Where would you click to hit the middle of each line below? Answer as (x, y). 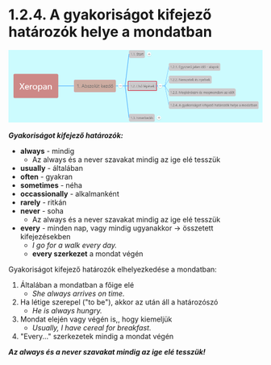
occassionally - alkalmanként (69, 194)
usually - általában (51, 168)
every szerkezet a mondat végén (88, 254)
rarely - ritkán (43, 202)
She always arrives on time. (78, 293)
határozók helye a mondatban (110, 32)
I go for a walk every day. (74, 245)
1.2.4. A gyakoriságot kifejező (110, 15)
